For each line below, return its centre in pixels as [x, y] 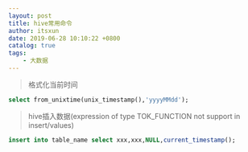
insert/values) [51, 125]
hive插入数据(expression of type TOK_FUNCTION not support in [134, 116]
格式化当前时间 [53, 84]
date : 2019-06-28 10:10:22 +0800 [64, 38]
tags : [17, 53]
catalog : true [32, 46]
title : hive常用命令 [40, 23]
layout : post [30, 16]
